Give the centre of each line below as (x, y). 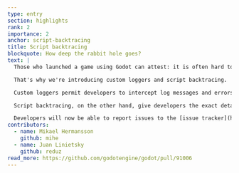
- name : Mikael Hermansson (54, 132)
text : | (19, 61)
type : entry (25, 14)
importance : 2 (28, 34)
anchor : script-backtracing (49, 41)
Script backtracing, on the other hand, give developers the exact (116, 105)
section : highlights (38, 21)
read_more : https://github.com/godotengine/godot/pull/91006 (100, 158)
